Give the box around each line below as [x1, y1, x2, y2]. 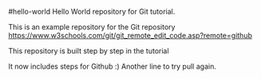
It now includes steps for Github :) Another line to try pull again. [8, 61, 217, 71]
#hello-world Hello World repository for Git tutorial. [8, 7, 176, 16]
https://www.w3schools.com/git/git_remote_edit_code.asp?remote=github [8, 31, 253, 40]
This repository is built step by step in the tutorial [8, 46, 169, 55]
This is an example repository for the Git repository [8, 22, 176, 31]
